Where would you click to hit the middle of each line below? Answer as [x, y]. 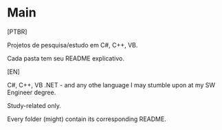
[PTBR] [17, 32]
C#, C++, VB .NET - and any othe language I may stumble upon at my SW [111, 85]
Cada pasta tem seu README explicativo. [66, 58]
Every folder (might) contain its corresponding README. [87, 119]
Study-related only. [34, 105]
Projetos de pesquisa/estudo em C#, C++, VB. [73, 45]
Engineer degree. [32, 92]
